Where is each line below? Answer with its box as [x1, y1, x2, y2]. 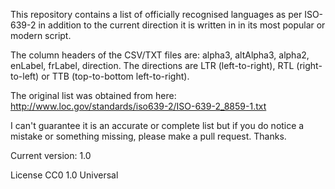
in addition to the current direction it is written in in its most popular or [38, 19, 326, 31]
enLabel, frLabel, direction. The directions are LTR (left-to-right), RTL [10, 60, 295, 71]
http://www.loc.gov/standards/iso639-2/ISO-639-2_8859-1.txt [10, 100, 267, 112]
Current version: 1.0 [10, 150, 92, 161]
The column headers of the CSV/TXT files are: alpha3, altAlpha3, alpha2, [10, 49, 310, 61]
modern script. [10, 30, 72, 41]
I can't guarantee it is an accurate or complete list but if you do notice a [10, 120, 305, 131]
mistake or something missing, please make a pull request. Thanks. [10, 130, 287, 142]
